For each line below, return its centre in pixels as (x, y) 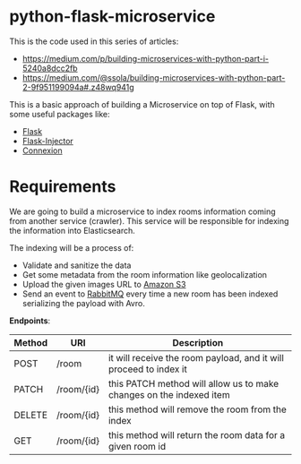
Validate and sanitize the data (77, 265)
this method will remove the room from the (197, 409)
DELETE (30, 415)
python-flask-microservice (112, 17)
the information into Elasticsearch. (73, 230)
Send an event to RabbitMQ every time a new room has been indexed (150, 294)
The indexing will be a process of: (72, 247)
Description (198, 342)
